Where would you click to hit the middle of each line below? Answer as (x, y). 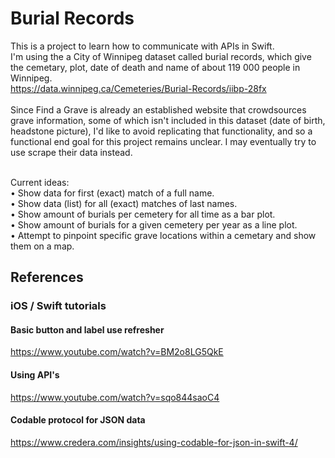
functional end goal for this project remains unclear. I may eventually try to (163, 141)
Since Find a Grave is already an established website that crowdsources (158, 109)
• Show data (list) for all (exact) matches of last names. (124, 203)
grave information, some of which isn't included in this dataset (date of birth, (168, 120)
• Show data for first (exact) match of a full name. (112, 193)
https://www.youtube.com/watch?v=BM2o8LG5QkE (117, 352)
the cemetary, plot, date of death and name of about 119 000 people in (155, 67)
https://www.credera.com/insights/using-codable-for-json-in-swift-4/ (154, 442)
